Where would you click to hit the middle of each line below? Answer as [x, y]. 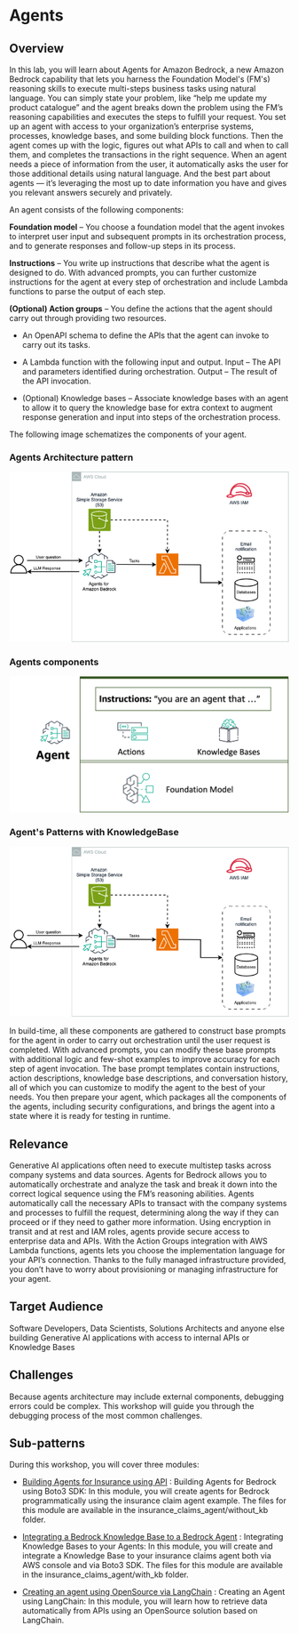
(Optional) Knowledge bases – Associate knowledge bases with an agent [155, 398]
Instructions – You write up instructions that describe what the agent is [140, 263]
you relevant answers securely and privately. [91, 193]
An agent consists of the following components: [97, 209]
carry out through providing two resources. [88, 318]
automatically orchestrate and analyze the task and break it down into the [143, 1184]
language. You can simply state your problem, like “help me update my [138, 98]
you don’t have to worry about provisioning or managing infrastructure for [144, 1269]
